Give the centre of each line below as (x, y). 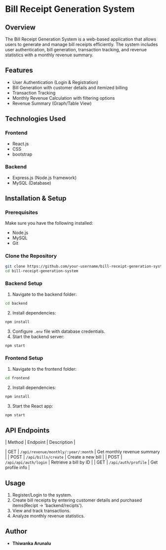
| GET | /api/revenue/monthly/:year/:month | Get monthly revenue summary (83, 452)
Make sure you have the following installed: (49, 223)
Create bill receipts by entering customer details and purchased (77, 500)
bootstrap (22, 154)
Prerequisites (21, 212)
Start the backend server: (38, 336)
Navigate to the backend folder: (44, 294)
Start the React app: (33, 406)
